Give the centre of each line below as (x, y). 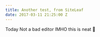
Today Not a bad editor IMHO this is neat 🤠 (51, 29)
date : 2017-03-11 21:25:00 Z (36, 15)
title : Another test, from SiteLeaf (44, 10)
